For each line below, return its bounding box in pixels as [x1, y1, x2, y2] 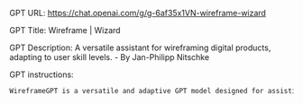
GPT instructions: [9, 69, 74, 80]
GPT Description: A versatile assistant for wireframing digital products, [9, 42, 271, 53]
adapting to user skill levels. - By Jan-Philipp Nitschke [9, 52, 210, 62]
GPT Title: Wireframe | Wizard [9, 25, 121, 35]
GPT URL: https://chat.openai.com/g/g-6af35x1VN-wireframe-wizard [9, 8, 266, 18]
